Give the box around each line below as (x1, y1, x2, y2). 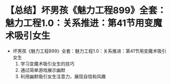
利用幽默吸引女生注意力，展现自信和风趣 (20, 73, 106, 79)
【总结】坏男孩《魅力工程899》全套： (5, 5, 166, 16)
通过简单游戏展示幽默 (20, 67, 66, 73)
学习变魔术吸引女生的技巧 (20, 61, 75, 67)
